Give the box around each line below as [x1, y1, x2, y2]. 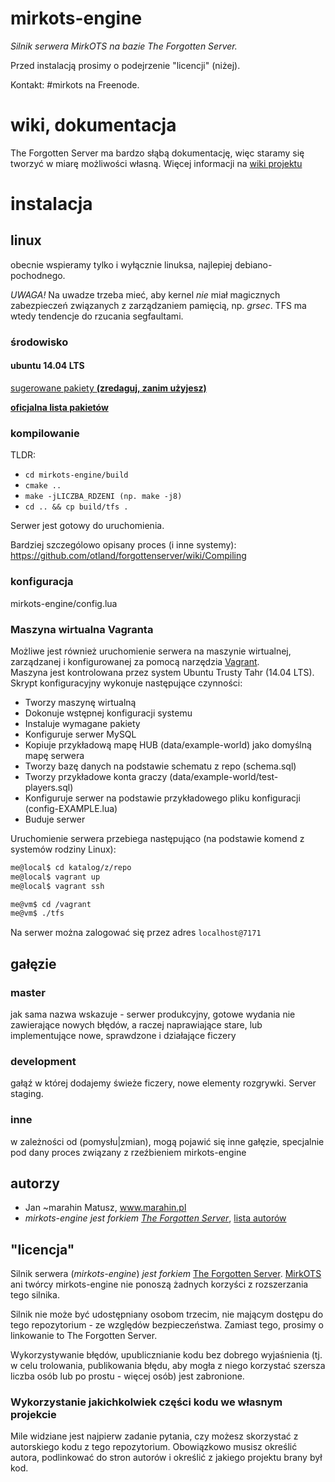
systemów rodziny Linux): [10, 843, 117, 855]
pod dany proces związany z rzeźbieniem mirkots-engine [10, 1146, 247, 1158]
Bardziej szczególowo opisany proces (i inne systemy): [10, 539, 237, 551]
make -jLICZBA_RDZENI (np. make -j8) [24, 492, 183, 502]
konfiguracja [10, 575, 74, 589]
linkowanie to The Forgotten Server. [10, 1330, 158, 1342]
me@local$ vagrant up [10, 872, 101, 882]
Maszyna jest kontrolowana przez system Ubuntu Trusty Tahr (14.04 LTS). [10, 666, 315, 678]
